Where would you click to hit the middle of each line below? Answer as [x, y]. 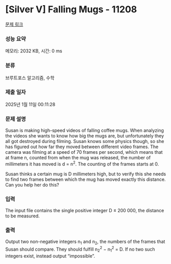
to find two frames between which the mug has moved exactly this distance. [86, 179]
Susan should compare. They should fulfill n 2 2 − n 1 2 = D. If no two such [80, 249]
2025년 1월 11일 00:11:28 [30, 104]
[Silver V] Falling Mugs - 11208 [71, 9]
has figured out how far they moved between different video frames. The [82, 147]
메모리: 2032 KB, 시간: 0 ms [34, 51]
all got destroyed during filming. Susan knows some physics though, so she [85, 141]
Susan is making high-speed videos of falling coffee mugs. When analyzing [85, 130]
